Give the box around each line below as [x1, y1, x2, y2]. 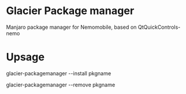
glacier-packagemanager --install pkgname [6, 69, 111, 77]
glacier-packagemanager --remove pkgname [6, 81, 116, 88]
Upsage [6, 51, 45, 64]
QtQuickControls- [137, 23, 181, 31]
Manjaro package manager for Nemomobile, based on [6, 23, 137, 31]
